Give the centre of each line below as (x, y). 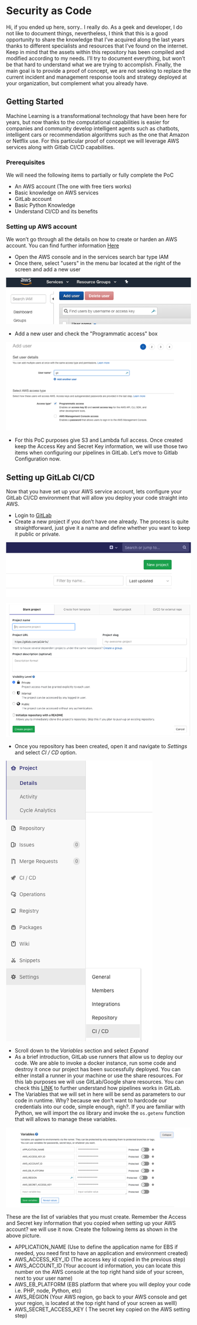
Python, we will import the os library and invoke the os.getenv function (100, 1113)
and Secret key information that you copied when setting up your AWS (91, 1223)
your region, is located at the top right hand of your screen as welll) (96, 1303)
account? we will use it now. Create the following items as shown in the (92, 1229)
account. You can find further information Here (62, 246)
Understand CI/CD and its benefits (56, 211)
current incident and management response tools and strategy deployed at (96, 77)
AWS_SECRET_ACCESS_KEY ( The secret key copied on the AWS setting (102, 1309)
